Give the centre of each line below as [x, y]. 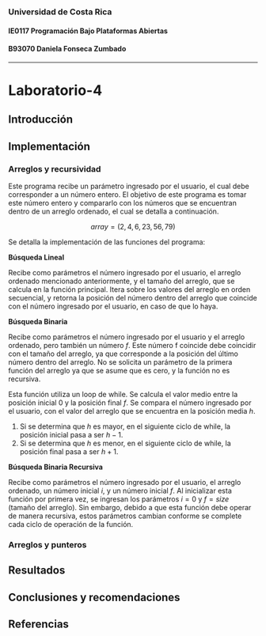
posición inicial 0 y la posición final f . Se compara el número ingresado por [130, 403]
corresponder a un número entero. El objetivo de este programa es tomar [127, 194]
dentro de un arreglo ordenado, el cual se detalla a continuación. [114, 211]
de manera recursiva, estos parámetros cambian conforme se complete [125, 516]
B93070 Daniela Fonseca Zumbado [67, 49]
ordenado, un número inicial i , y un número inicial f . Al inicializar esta [120, 490]
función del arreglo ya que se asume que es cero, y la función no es [119, 370]
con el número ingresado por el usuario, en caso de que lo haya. [113, 306]
